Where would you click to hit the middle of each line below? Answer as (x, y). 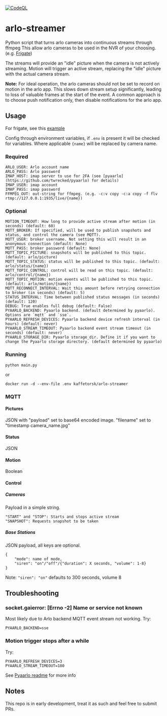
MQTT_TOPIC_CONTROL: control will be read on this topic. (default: (79, 271)
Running (16, 354)
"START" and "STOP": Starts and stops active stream (62, 517)
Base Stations (20, 532)
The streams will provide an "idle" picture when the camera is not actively (82, 63)
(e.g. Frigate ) (19, 53)
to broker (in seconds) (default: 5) (45, 293)
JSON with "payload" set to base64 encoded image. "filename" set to (78, 420)
